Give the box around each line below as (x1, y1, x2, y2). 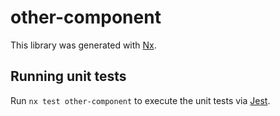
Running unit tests (10, 68, 127, 85)
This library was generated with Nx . (10, 39, 157, 51)
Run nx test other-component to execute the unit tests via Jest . (10, 94, 271, 106)
